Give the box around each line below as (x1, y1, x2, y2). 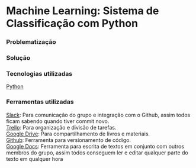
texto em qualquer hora (6, 155, 63, 162)
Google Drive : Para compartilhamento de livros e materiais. (6, 130, 150, 137)
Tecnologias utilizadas (6, 69, 73, 77)
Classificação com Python (6, 17, 138, 30)
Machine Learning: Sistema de (6, 4, 159, 18)
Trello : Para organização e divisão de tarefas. (6, 124, 117, 131)
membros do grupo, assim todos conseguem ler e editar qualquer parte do (6, 149, 188, 156)
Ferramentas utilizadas (6, 98, 74, 106)
